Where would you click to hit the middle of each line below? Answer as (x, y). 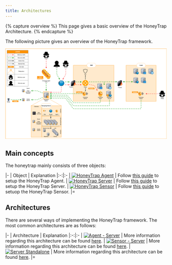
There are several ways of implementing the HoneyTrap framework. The (81, 220)
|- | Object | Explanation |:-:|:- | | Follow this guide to (82, 175)
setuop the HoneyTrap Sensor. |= (40, 191)
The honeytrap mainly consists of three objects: (56, 165)
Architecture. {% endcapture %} (39, 31)
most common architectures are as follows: (51, 225)
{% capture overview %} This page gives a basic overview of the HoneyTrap (86, 26)
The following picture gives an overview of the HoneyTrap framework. (79, 41)
